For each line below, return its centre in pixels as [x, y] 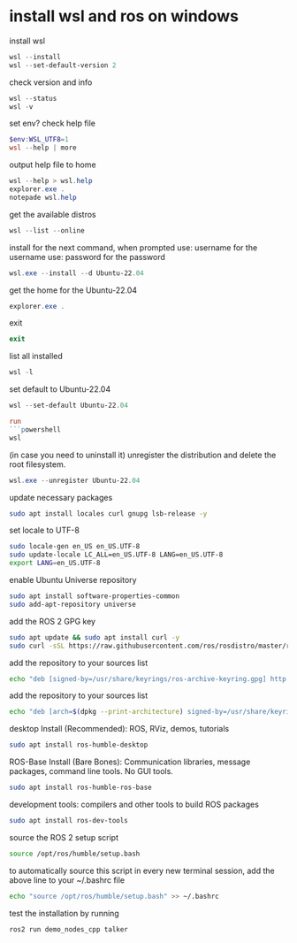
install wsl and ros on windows [124, 16]
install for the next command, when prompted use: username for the [133, 247]
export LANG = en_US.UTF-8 [55, 563]
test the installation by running [64, 913]
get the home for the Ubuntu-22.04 [73, 290]
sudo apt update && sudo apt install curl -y [94, 637]
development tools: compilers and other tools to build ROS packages [134, 805]
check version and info [51, 82]
